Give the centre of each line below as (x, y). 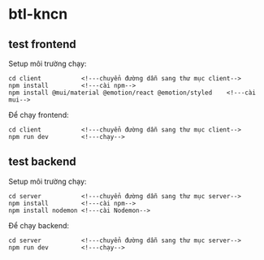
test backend (42, 162)
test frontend (43, 44)
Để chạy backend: (39, 225)
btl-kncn (38, 14)
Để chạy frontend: (39, 115)
